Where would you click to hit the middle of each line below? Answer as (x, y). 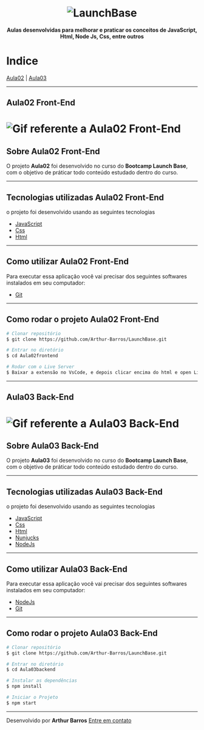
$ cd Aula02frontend (32, 356)
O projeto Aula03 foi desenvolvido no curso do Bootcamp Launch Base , (97, 461)
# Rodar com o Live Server (40, 367)
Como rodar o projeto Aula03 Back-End (82, 633)
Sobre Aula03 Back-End (53, 446)
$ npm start (21, 703)
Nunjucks (27, 538)
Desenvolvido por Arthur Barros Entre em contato (69, 720)
